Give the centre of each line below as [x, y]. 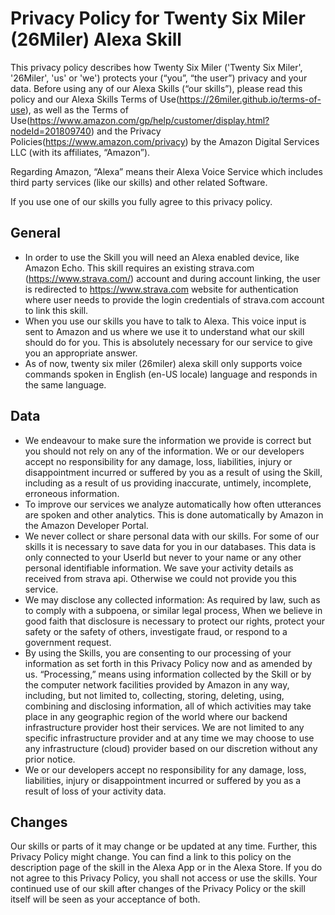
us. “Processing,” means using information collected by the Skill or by [168, 674]
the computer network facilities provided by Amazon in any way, [157, 684]
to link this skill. [56, 310]
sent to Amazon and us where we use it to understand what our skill [164, 331]
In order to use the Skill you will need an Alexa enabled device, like [162, 257]
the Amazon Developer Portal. [86, 525]
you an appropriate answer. [81, 353]
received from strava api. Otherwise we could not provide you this [160, 578]
